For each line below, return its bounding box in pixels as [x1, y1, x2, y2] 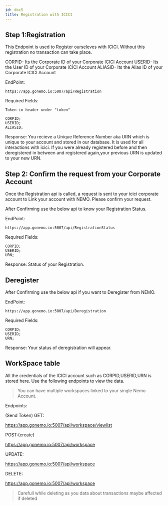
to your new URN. [5, 155, 41, 161]
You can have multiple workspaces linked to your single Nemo [17, 387, 146, 394]
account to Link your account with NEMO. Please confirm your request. [5, 196, 152, 202]
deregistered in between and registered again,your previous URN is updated [5, 150, 162, 156]
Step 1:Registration [5, 31, 66, 39]
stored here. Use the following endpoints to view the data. [5, 378, 124, 384]
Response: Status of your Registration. [5, 261, 84, 267]
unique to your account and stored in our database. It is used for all [5, 139, 144, 145]
